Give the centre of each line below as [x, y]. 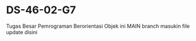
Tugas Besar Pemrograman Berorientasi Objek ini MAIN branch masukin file [98, 26]
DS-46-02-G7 [41, 10]
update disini [22, 32]
